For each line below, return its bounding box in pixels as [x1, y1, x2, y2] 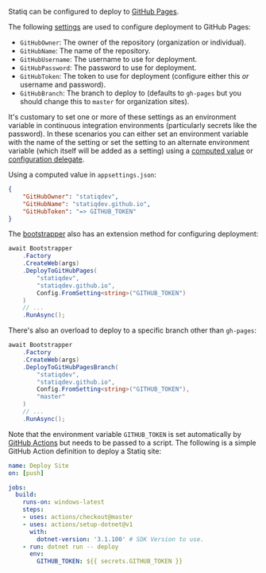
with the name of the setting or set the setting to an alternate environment [8, 138, 250, 146]
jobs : [8, 483, 26, 492]
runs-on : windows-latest [22, 498, 105, 506]
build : [15, 491, 37, 499]
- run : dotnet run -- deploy [22, 543, 119, 551]
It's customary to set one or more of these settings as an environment [8, 112, 237, 122]
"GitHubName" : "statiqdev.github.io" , [22, 200, 151, 208]
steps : [22, 505, 44, 514]
